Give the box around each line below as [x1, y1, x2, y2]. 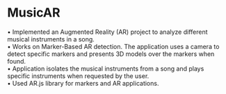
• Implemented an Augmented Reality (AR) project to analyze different [7, 28, 208, 36]
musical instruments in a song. [7, 35, 95, 43]
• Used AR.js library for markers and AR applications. [7, 79, 159, 87]
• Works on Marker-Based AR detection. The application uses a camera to [7, 42, 220, 50]
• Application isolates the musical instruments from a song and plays [7, 64, 204, 73]
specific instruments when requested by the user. [7, 71, 150, 80]
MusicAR [7, 5, 60, 21]
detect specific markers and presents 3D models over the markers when [7, 50, 215, 58]
